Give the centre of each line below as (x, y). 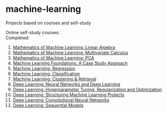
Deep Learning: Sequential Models (48, 105)
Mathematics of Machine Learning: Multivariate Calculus (70, 53)
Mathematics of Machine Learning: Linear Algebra (64, 47)
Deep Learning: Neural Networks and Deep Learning (66, 84)
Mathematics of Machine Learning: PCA (54, 57)
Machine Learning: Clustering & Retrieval (55, 79)
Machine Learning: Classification (46, 73)
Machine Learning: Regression (44, 68)
